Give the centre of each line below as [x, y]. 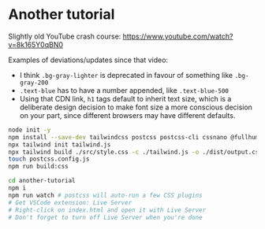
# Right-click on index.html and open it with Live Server [107, 210]
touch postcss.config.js [49, 159]
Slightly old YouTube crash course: [65, 36]
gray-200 [34, 83]
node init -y [30, 130]
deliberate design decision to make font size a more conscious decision [136, 107]
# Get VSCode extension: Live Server [70, 202]
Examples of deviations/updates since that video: [88, 60]
